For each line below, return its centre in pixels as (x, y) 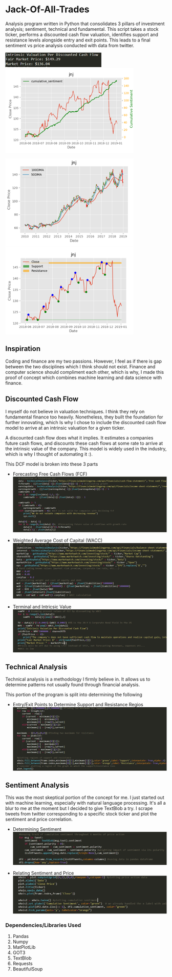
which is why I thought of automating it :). (49, 454)
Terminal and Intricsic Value (42, 607)
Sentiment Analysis (37, 785)
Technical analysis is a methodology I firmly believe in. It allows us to (78, 679)
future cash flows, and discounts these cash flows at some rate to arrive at (84, 443)
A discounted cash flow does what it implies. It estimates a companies (79, 437)
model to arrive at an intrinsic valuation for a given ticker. (65, 428)
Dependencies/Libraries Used (43, 925)
